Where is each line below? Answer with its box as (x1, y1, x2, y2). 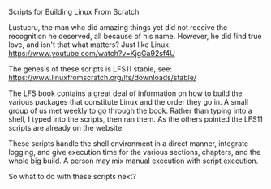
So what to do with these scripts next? (8, 172, 136, 181)
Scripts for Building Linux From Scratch (8, 7, 140, 16)
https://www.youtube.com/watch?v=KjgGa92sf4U (8, 49, 176, 58)
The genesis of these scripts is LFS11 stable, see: (8, 64, 173, 74)
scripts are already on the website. (8, 123, 124, 132)
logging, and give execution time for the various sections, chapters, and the (8, 148, 261, 157)
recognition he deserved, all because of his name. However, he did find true (8, 32, 262, 41)
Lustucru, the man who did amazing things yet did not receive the (8, 23, 228, 32)
